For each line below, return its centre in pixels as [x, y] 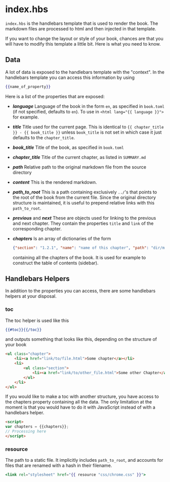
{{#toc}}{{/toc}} [24, 330]
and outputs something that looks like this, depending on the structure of [81, 339]
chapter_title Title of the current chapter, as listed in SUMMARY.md [79, 157]
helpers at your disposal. [31, 296]
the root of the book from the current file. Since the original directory [84, 197]
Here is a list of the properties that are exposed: [55, 96]
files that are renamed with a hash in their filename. [59, 466]
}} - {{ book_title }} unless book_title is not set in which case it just [87, 132]
